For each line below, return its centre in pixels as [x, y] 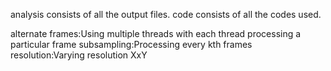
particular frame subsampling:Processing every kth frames [131, 44]
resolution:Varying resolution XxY [79, 55]
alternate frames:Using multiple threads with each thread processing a [156, 33]
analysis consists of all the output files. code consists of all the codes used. [166, 14]
